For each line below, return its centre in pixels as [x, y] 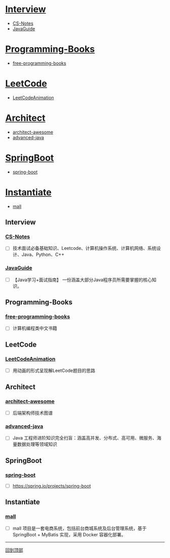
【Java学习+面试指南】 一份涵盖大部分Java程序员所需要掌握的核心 [82, 280]
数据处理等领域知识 [37, 444]
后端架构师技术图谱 [33, 413]
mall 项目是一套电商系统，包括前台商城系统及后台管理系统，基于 [79, 528]
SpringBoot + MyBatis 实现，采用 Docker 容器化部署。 [69, 534]
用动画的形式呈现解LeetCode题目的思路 [54, 371]
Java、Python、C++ [43, 254]
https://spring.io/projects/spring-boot [52, 486]
